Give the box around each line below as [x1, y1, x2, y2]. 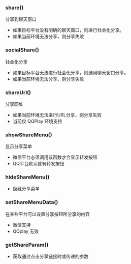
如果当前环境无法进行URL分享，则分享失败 [12, 111, 102, 118]
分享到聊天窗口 [5, 16, 37, 22]
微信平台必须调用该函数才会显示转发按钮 [12, 154, 97, 160]
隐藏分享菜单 [12, 186, 40, 192]
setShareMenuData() [5, 199, 58, 206]
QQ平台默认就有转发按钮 [12, 161, 64, 167]
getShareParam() [5, 241, 49, 248]
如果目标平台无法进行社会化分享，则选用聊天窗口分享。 [12, 69, 128, 75]
